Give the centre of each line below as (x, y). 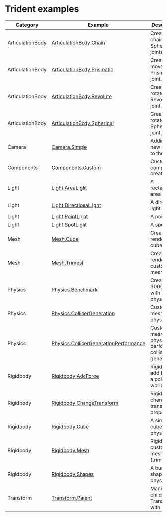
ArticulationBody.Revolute (82, 96)
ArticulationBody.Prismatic (83, 69)
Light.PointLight (70, 216)
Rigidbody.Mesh (70, 450)
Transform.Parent (72, 498)
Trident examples (42, 9)
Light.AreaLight (69, 188)
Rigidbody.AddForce (75, 376)
